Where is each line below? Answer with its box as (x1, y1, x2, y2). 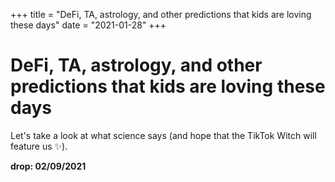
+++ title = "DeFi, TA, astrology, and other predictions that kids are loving (10, 9, 312, 20)
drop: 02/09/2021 (10, 160, 87, 172)
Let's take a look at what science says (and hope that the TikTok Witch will (10, 129, 317, 141)
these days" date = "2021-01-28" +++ (10, 19, 167, 31)
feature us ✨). (10, 140, 68, 152)
